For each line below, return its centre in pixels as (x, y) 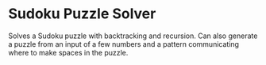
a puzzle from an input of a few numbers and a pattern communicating (124, 44)
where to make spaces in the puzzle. (68, 52)
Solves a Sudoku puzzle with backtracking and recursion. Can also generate (133, 36)
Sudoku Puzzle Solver (82, 14)
